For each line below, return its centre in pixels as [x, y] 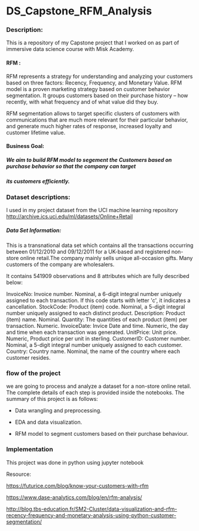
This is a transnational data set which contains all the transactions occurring [100, 245]
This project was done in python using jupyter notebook [75, 462]
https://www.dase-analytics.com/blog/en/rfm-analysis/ [74, 497]
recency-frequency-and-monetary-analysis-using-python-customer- [91, 515]
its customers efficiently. [38, 182]
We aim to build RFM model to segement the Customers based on [89, 159]
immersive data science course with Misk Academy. [70, 49]
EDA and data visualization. [48, 422]
